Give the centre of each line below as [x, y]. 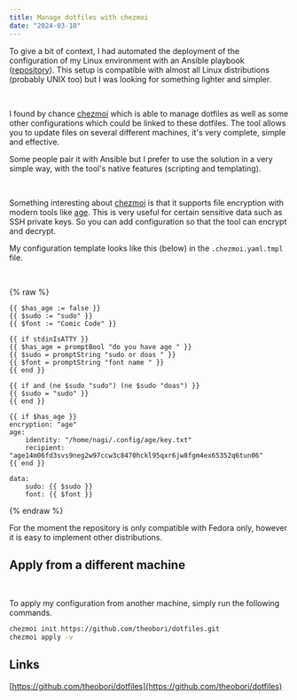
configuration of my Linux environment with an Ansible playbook [127, 60]
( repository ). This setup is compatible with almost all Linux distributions [140, 70]
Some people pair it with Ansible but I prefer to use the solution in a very [141, 159]
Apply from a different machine [98, 565]
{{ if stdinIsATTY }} [49, 339]
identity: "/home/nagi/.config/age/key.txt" [109, 439]
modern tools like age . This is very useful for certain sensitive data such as [146, 212]
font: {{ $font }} [59, 494]
